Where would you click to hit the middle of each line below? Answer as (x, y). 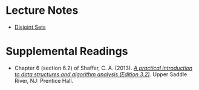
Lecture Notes (42, 10)
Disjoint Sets (30, 27)
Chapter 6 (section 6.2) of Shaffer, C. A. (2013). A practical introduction (103, 68)
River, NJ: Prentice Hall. (44, 80)
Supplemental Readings (67, 51)
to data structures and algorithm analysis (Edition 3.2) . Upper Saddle (101, 74)
